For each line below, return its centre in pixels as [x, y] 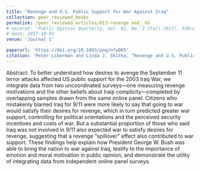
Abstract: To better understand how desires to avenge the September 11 [94, 73]
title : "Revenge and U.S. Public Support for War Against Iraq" [87, 12]
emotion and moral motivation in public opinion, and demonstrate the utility [98, 155]
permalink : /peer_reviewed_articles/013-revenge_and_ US [78, 23]
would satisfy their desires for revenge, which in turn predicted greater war [98, 110]
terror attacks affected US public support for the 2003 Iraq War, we [89, 79]
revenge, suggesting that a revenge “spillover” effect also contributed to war [100, 136]
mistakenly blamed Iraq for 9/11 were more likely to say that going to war [95, 104]
